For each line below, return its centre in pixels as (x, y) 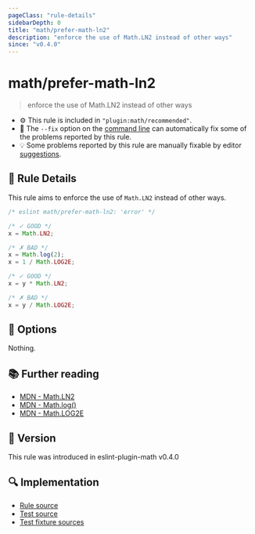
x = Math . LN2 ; (31, 233)
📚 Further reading (54, 374)
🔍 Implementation (54, 483)
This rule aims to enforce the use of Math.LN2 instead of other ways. (117, 198)
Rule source (39, 505)
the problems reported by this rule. (75, 137)
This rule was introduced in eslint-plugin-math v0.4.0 (94, 457)
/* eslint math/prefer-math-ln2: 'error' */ (82, 212)
